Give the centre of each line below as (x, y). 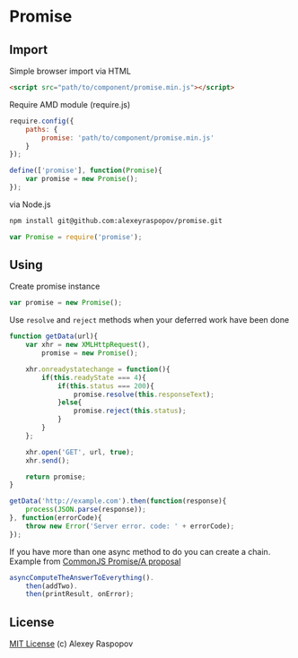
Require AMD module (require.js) (70, 104)
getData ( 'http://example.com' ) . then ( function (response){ (118, 501)
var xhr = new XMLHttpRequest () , (88, 345)
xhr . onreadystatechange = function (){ (98, 369)
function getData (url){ (54, 337)
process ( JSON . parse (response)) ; (86, 510)
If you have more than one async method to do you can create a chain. (140, 551)
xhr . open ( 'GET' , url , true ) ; (80, 452)
